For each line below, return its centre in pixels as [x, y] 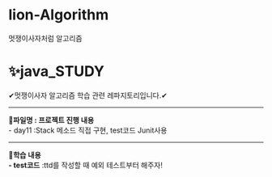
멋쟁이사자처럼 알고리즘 [45, 38]
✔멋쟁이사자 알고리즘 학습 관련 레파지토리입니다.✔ [88, 95]
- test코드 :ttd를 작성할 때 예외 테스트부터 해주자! [86, 165]
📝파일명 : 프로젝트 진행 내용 [51, 120]
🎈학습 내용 [25, 154]
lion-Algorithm [59, 15]
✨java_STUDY [57, 72]
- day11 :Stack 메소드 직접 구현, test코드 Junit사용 [88, 130]
